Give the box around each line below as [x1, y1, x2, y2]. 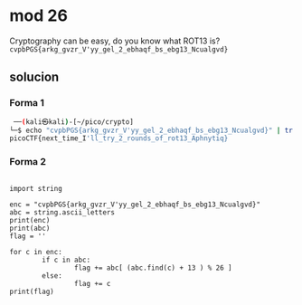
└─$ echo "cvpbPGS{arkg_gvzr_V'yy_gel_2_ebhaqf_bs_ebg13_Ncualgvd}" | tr [9, 126, 294, 135]
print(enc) [9, 215, 51, 224]
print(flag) [9, 287, 54, 296]
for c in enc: [9, 247, 63, 256]
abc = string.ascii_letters [9, 207, 116, 217]
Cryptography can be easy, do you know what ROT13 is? [9, 35, 221, 46]
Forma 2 [9, 156, 47, 168]
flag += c [73, 279, 111, 288]
